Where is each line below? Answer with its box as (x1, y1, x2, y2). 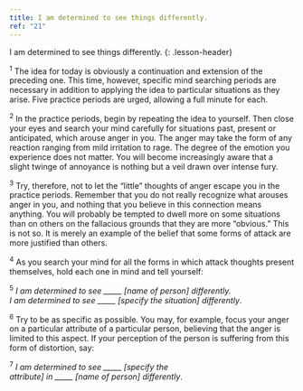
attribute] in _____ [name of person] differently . (9, 371, 184, 382)
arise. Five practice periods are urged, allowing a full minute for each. (9, 94, 269, 105)
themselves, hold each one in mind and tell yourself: (9, 266, 204, 277)
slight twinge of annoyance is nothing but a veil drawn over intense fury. (9, 161, 279, 172)
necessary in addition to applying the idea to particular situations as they (9, 85, 280, 96)
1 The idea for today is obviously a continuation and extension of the (9, 64, 264, 77)
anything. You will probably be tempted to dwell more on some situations (9, 209, 280, 219)
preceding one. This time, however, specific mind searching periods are (9, 75, 277, 86)
